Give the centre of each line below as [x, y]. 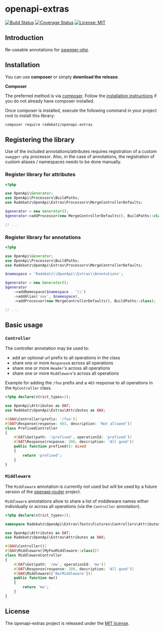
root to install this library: [30, 115]
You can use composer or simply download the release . [62, 77]
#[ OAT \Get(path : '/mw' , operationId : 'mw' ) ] [60, 564]
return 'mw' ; [36, 587]
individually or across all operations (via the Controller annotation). [73, 506]
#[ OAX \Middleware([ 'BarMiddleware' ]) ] [53, 573]
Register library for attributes [40, 174]
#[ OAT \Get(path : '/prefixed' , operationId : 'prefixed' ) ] [73, 437]
